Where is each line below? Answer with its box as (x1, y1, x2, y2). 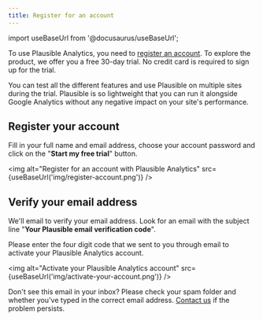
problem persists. (8, 304, 65, 313)
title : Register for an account (8, 11, 114, 20)
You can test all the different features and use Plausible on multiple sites (8, 80, 243, 90)
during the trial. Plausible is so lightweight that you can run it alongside (8, 88, 238, 98)
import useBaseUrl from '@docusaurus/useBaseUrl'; (8, 33, 179, 42)
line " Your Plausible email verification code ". (8, 225, 156, 234)
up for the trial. (8, 65, 57, 75)
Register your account (8, 120, 120, 134)
